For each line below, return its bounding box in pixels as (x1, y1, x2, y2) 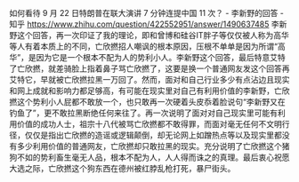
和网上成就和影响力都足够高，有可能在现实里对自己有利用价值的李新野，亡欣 (9, 85, 290, 96)
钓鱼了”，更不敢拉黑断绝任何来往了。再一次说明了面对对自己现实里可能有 (9, 107, 279, 118)
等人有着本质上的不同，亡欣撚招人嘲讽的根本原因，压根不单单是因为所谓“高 (9, 41, 287, 51)
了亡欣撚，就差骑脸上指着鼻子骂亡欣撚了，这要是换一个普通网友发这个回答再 (9, 63, 290, 74)
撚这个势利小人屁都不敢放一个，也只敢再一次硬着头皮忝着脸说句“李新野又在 (9, 97, 287, 107)
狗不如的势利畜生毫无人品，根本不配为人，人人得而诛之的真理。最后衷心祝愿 (9, 152, 290, 162)
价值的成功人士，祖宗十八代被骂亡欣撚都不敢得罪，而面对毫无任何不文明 (16, 119, 282, 129)
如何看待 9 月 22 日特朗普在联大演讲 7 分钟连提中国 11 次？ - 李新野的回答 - (9, 8, 285, 18)
